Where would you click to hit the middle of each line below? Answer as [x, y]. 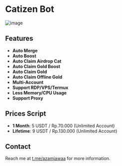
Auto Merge [25, 50]
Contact [18, 146]
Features [19, 39]
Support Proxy [28, 98]
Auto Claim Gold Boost [36, 66]
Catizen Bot [30, 9]
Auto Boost [24, 56]
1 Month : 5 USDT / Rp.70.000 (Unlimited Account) [63, 126]
